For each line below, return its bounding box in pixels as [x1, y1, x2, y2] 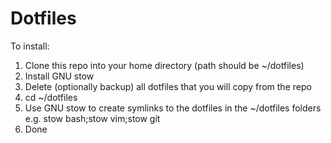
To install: [10, 40, 50, 52]
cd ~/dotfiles [24, 91, 78, 103]
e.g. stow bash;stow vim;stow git [24, 112, 161, 124]
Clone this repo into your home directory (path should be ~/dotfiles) [24, 59, 305, 71]
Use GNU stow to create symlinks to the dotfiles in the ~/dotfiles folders [24, 102, 322, 114]
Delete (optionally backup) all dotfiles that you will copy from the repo [24, 80, 312, 92]
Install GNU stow [24, 70, 95, 82]
